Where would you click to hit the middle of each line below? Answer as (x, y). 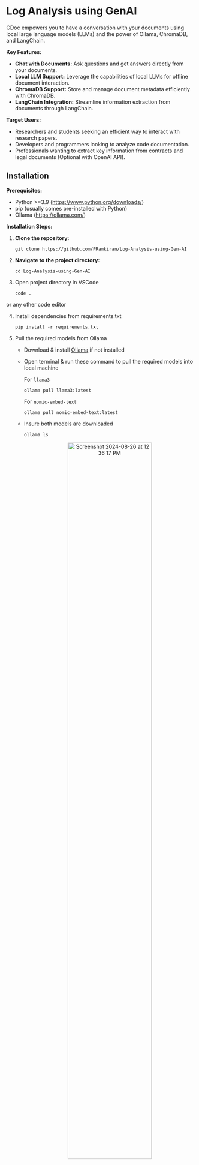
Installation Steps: (29, 226)
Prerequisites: (24, 190)
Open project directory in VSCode (57, 282)
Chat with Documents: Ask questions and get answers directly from (99, 64)
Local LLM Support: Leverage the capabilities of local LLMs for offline (102, 76)
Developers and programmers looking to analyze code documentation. (102, 144)
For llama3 (37, 379)
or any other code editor (36, 304)
